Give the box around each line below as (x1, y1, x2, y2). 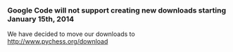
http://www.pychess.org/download (7, 37, 108, 46)
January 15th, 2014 (7, 14, 75, 24)
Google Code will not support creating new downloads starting (7, 6, 227, 15)
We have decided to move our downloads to (7, 30, 135, 38)
